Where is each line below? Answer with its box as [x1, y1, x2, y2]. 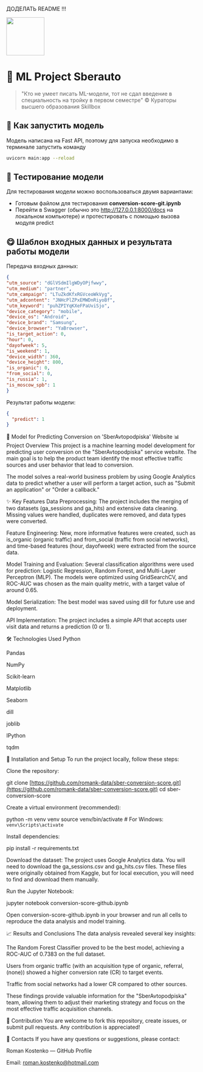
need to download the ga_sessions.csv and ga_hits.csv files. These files [6, 863, 187, 870]
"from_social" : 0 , [6, 371, 53, 377]
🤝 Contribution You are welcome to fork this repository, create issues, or [6, 1017, 187, 1024]
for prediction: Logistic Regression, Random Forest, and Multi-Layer [6, 567, 176, 574]
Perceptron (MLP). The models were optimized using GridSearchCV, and [6, 574, 188, 581]
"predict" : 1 [12, 416, 45, 422]
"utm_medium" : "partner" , [6, 286, 72, 292]
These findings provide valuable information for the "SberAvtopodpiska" [6, 992, 187, 1000]
